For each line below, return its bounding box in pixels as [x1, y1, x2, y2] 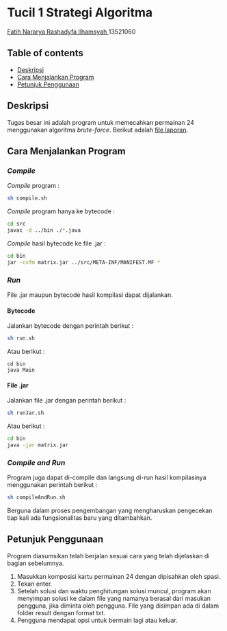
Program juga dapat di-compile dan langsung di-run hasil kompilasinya [7, 473, 206, 481]
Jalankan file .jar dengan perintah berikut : [7, 396, 126, 405]
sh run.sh [7, 335, 36, 342]
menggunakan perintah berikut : [7, 481, 98, 489]
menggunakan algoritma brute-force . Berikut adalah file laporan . [7, 126, 189, 134]
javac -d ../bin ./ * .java [7, 227, 81, 234]
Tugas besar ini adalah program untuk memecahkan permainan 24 [7, 118, 195, 126]
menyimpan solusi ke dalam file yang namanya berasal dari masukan [16, 594, 211, 602]
